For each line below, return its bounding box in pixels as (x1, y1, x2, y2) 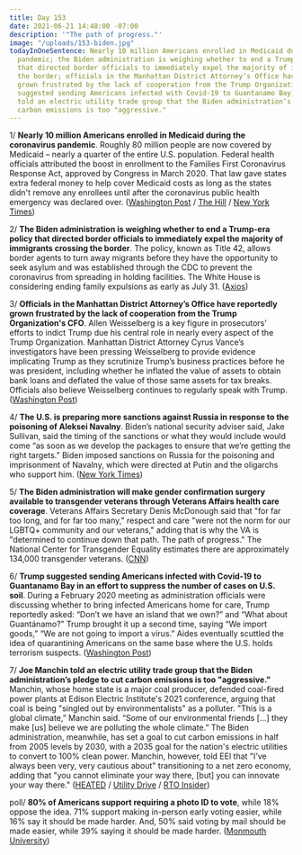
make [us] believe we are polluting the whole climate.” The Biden (9, 722, 250, 733)
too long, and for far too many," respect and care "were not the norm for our (9, 515, 291, 526)
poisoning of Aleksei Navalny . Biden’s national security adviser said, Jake (9, 421, 285, 432)
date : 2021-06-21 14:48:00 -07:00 (9, 22, 139, 31)
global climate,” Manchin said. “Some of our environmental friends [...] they (9, 713, 289, 724)
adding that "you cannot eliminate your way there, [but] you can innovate (9, 770, 280, 781)
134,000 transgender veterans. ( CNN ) (9, 553, 150, 564)
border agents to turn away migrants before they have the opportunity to (9, 253, 279, 264)
